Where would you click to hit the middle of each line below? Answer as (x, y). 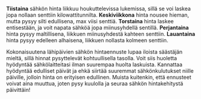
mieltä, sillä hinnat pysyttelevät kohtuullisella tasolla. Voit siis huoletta (91, 58)
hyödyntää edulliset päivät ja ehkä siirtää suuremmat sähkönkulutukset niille (100, 71)
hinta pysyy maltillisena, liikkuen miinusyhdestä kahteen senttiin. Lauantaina (101, 34)
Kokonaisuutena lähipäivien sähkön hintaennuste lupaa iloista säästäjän (94, 52)
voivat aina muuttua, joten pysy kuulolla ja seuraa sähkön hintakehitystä (95, 83)
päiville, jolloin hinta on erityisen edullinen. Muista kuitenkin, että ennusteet (99, 77)
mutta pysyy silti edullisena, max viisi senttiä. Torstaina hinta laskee (90, 21)
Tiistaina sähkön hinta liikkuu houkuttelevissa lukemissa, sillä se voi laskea (98, 9)
